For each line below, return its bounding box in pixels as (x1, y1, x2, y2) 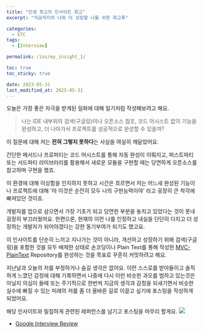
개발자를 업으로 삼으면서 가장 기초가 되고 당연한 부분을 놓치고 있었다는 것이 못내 (6, 208, 195, 215)
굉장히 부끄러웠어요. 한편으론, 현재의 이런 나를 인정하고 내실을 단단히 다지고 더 (6, 215, 192, 223)
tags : (6, 37, 20, 43)
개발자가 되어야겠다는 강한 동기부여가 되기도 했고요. (22, 223, 145, 230)
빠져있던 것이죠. (6, 195, 45, 202)
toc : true (6, 65, 32, 71)
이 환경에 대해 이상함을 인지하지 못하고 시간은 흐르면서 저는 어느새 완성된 (6, 180, 179, 187)
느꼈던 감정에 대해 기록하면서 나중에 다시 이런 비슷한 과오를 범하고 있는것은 (17, 272, 195, 279)
